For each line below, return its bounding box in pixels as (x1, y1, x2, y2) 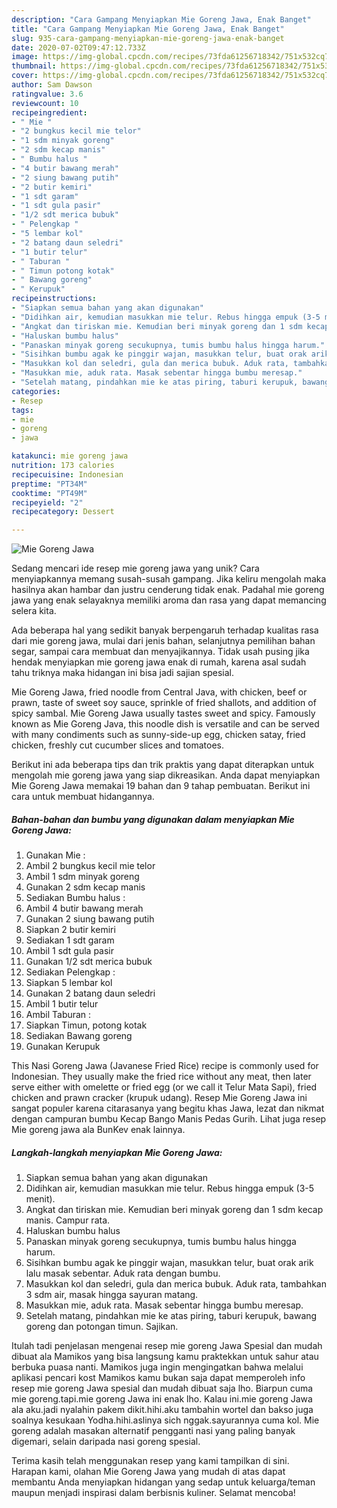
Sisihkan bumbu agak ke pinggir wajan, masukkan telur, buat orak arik (25, 1257, 314, 1269)
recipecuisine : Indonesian (11, 469, 124, 480)
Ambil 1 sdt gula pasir (25, 945, 115, 957)
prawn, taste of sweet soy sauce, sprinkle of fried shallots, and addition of (11, 697, 317, 709)
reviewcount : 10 (11, 98, 79, 108)
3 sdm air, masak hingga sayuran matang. (25, 1289, 199, 1301)
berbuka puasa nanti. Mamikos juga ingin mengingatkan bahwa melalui (11, 1361, 304, 1373)
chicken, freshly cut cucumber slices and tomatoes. (11, 739, 224, 751)
